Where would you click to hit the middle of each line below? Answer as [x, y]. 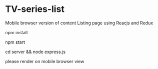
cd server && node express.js [35, 52]
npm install [16, 32]
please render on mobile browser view [45, 61]
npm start [15, 42]
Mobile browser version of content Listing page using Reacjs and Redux [79, 23]
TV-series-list [35, 9]
